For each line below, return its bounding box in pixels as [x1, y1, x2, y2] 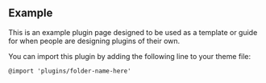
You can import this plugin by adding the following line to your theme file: [8, 51, 251, 61]
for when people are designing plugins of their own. [8, 36, 181, 45]
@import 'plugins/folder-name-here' [8, 67, 131, 75]
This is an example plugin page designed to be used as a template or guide [8, 27, 258, 37]
